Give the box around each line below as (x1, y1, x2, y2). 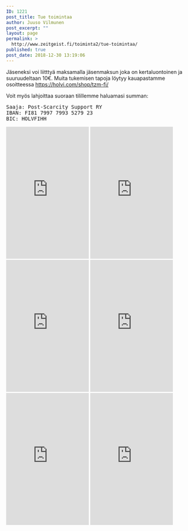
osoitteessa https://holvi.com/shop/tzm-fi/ (6, 80, 109, 88)
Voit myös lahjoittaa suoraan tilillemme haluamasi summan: (6, 92, 149, 99)
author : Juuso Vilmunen (6, 19, 65, 25)
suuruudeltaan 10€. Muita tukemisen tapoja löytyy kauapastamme (6, 75, 166, 82)
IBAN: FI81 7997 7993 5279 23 (6, 109, 93, 116)
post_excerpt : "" (6, 25, 49, 31)
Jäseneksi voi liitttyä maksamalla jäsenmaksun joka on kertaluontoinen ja (6, 68, 183, 75)
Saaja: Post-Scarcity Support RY (6, 103, 103, 110)
